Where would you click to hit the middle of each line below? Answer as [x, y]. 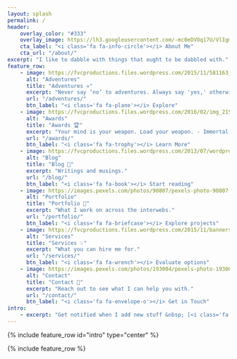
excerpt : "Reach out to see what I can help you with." [110, 289]
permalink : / [26, 20]
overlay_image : [42, 40]
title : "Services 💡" [56, 243]
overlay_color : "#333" [53, 33]
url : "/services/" [53, 256]
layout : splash [30, 14]
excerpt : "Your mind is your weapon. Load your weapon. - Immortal [127, 132]
